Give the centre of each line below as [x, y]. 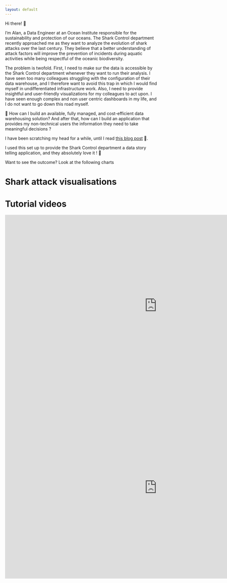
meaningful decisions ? [28, 129]
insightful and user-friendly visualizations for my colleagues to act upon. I [78, 94]
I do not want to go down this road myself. [47, 104]
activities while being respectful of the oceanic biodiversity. [65, 58]
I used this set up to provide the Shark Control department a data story [76, 147]
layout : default [21, 9]
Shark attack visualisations [61, 182]
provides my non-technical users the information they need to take [72, 124]
